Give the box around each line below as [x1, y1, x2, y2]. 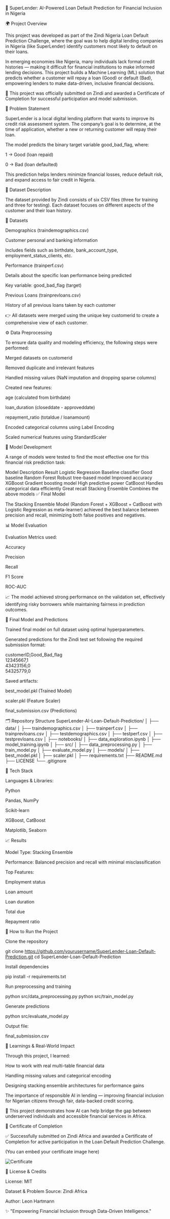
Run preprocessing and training [5, 983, 71, 989]
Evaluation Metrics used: [5, 534, 58, 540]
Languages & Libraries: [5, 778, 54, 783]
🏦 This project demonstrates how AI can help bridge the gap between [5, 1108, 151, 1114]
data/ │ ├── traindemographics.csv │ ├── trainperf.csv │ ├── [5, 725, 138, 731]
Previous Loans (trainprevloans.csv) [5, 292, 81, 298]
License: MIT [5, 1179, 33, 1184]
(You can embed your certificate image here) [5, 1148, 100, 1155]
